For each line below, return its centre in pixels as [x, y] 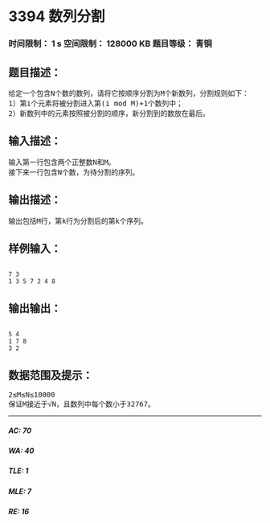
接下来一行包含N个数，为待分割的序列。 [74, 172]
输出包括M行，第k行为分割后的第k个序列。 [78, 221]
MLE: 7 [20, 491]
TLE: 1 [18, 471]
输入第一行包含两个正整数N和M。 [62, 162]
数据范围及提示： [51, 375]
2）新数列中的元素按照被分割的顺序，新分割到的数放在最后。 [109, 113]
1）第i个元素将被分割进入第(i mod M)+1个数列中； [96, 103]
